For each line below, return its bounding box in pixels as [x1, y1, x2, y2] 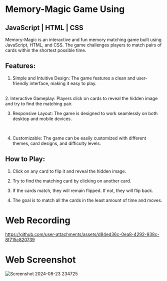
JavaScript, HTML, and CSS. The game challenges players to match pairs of [5, 42, 162, 48]
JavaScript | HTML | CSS [5, 23, 83, 32]
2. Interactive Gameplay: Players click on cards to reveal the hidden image [5, 95, 158, 101]
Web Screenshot [5, 254, 76, 265]
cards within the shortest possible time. [5, 47, 86, 53]
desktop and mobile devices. [12, 115, 72, 121]
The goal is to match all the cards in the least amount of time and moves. [12, 197, 162, 203]
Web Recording [5, 214, 71, 226]
